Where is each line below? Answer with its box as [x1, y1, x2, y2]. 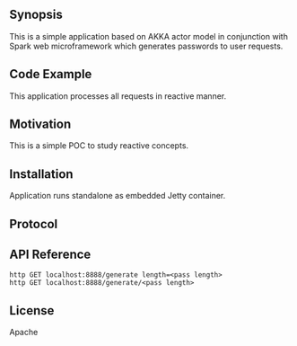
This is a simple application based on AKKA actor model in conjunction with [9, 31, 289, 41]
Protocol [9, 216, 58, 232]
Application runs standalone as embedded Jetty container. [9, 191, 226, 201]
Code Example [9, 67, 92, 82]
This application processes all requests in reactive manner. [9, 90, 227, 102]
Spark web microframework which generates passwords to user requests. [9, 40, 284, 51]
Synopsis [9, 7, 63, 22]
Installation [9, 166, 74, 182]
